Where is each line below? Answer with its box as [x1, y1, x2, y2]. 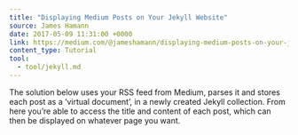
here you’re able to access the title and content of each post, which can [9, 106, 272, 116]
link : [9, 37, 29, 47]
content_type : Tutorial [9, 46, 98, 55]
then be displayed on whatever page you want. [9, 115, 181, 125]
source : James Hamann [9, 21, 90, 30]
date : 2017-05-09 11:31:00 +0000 [9, 29, 133, 38]
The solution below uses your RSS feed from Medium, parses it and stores [9, 86, 281, 98]
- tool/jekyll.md [17, 63, 82, 72]
